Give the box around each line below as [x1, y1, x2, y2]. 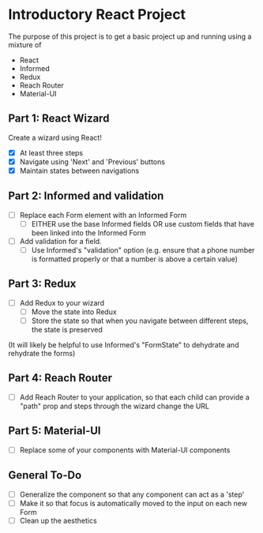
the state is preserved [31, 325, 103, 334]
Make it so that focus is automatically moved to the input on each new [19, 498, 247, 508]
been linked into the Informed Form [31, 227, 146, 238]
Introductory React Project [8, 6, 186, 24]
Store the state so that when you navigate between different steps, [31, 316, 249, 325]
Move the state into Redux [31, 306, 117, 317]
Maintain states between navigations [19, 166, 140, 175]
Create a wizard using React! [8, 133, 103, 142]
